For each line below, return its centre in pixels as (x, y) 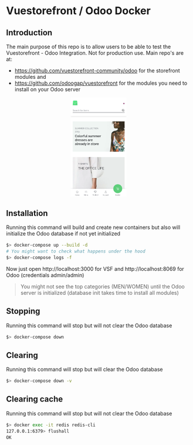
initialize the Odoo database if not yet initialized (63, 234)
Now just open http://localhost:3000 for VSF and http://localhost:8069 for (95, 268)
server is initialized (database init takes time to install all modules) (99, 293)
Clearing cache (35, 399)
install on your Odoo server (48, 89)
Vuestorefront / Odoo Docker (78, 11)
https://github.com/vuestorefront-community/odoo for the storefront (97, 71)
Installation (27, 213)
